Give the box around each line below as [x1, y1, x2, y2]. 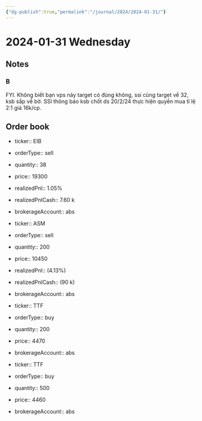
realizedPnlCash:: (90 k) [14, 278, 75, 286]
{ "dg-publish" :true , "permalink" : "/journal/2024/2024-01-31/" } [5, 8, 166, 15]
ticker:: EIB [14, 138, 42, 145]
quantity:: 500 [14, 385, 50, 392]
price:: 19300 [14, 173, 48, 180]
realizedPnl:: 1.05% [14, 184, 62, 192]
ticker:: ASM [14, 220, 45, 227]
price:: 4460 [14, 396, 46, 403]
